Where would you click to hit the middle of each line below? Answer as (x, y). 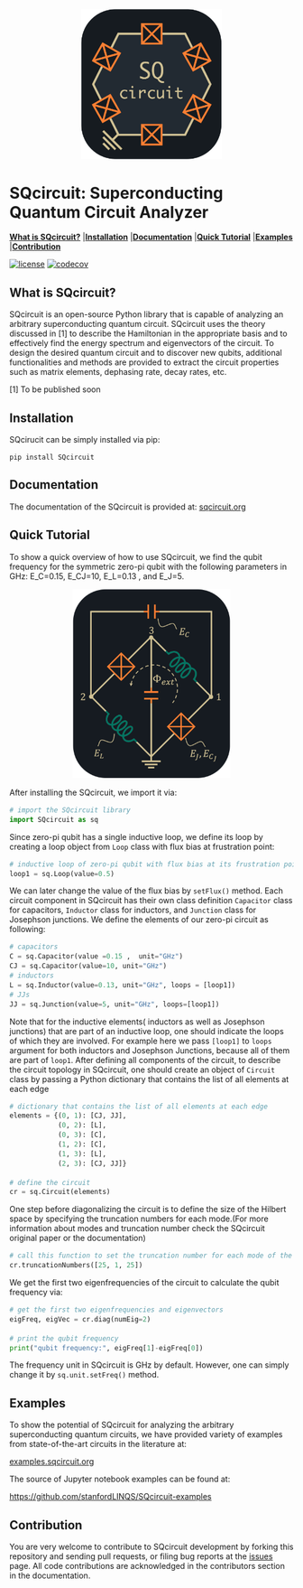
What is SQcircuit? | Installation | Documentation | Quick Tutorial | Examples (151, 237)
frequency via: (36, 1293)
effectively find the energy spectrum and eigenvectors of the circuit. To (142, 343)
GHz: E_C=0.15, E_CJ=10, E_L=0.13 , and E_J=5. (97, 576)
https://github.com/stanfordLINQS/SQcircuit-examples (110, 1497)
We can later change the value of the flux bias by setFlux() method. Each (147, 891)
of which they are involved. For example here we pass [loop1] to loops (141, 1041)
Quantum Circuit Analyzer (109, 212)
